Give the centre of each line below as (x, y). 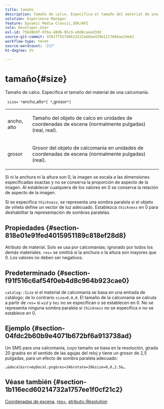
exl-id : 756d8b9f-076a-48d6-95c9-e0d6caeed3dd (53, 32)
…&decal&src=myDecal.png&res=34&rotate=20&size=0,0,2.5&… (65, 367)
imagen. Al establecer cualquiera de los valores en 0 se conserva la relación (82, 187)
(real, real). (45, 130)
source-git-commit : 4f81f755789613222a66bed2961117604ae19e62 (70, 37)
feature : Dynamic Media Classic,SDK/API (47, 23)
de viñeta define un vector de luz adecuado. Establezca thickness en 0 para (82, 207)
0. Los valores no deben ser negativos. (44, 258)
